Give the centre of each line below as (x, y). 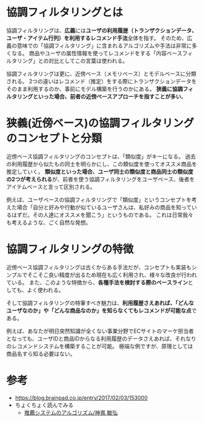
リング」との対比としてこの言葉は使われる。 (72, 61)
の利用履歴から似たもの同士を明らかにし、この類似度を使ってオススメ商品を (102, 164)
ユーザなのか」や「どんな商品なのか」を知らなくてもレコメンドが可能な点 (99, 310)
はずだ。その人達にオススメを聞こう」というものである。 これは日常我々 (102, 215)
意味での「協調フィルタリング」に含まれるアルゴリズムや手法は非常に (104, 46)
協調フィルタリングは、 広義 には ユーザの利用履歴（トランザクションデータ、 (102, 30)
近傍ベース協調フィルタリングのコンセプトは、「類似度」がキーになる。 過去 (101, 156)
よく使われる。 (45, 290)
